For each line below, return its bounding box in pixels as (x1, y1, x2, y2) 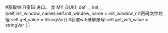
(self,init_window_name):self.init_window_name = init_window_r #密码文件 (5, 10, 159, 16)
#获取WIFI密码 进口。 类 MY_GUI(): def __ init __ (5, 4, 104, 10)
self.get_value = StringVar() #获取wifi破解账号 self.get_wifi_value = (11, 17, 148, 22)
